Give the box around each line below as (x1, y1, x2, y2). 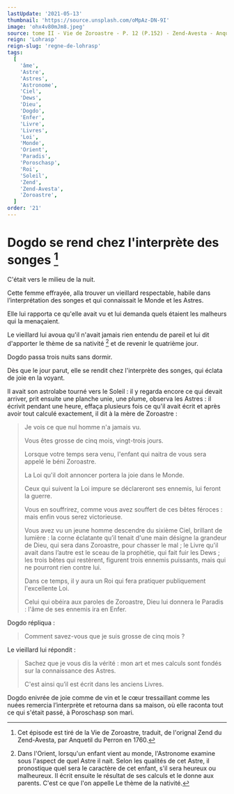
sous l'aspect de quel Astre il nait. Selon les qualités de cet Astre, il (17, 756, 210, 765)
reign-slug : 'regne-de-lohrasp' (7, 43, 101, 49)
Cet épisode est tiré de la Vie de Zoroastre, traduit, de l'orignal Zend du (17, 728, 222, 736)
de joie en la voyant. (7, 374, 65, 382)
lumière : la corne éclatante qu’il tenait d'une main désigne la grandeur (24, 533, 227, 542)
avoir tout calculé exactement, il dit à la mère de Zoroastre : (7, 409, 178, 418)
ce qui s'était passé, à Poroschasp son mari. (7, 708, 134, 717)
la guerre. (24, 491, 52, 500)
